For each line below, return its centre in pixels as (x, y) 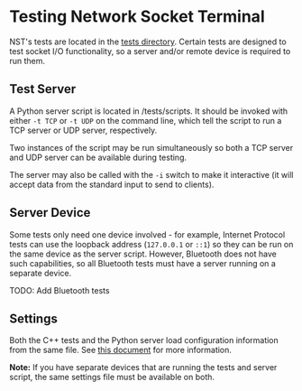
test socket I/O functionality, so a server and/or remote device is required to (150, 51)
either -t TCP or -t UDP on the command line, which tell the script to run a (146, 120)
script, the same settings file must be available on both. (112, 377)
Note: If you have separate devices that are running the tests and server (143, 368)
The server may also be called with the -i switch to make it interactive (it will (151, 174)
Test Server (43, 89)
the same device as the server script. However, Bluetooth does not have (143, 254)
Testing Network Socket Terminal (137, 17)
